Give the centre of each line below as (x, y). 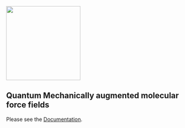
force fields (28, 105)
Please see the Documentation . (44, 119)
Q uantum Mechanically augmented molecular (92, 96)
